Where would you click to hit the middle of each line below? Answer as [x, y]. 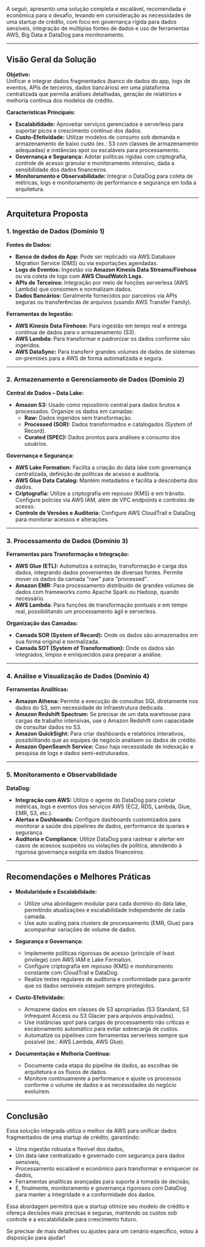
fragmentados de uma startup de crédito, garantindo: [73, 1137]
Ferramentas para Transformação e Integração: [68, 554]
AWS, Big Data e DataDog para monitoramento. [66, 35]
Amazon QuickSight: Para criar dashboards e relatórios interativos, [100, 734]
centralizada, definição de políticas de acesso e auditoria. [88, 474]
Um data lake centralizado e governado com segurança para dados [100, 1156]
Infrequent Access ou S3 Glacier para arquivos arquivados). [99, 1015]
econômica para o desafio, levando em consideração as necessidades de [99, 15]
